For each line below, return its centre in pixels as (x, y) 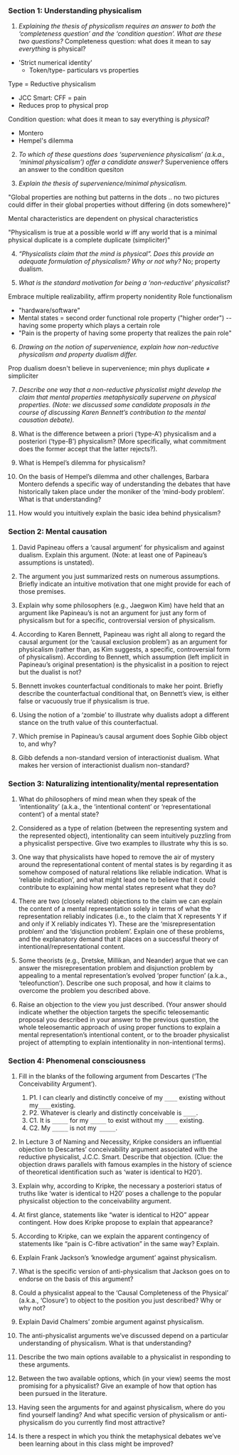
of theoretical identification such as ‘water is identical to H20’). (110, 1172)
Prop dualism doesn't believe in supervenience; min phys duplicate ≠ (109, 369)
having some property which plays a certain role (89, 326)
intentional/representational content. (71, 946)
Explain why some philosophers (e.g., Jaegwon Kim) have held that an (121, 605)
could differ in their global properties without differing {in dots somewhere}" (119, 205)
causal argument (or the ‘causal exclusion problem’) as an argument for (123, 642)
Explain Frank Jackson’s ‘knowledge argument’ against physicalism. (118, 1258)
